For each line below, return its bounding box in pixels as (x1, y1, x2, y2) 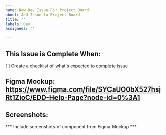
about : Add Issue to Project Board (5, 12, 80, 17)
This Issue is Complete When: (5, 49, 101, 58)
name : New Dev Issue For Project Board (5, 7, 89, 13)
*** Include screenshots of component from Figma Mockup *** (5, 124, 137, 130)
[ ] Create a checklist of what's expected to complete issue (5, 63, 128, 69)
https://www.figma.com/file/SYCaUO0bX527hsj (5, 85, 161, 94)
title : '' (5, 17, 26, 22)
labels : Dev (5, 21, 30, 27)
